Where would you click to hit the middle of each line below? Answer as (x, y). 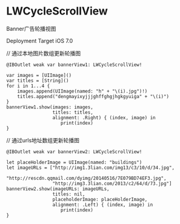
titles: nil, (69, 194)
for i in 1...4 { (28, 86)
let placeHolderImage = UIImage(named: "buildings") (74, 162)
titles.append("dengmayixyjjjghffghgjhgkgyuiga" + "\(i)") (93, 96)
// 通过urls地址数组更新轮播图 (43, 140)
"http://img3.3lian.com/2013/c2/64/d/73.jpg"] (112, 183)
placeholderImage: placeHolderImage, (100, 199)
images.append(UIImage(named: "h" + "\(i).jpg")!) (82, 91)
